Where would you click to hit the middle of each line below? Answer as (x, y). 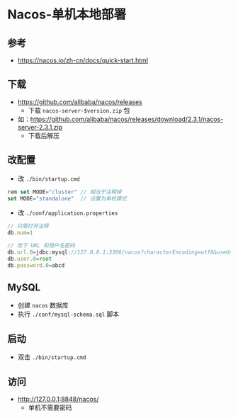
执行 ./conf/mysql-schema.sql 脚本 (68, 314)
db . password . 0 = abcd (36, 265)
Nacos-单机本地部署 (67, 15)
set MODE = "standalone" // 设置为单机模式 (67, 198)
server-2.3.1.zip (40, 127)
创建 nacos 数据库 (43, 305)
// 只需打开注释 (28, 226)
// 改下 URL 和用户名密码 (41, 246)
